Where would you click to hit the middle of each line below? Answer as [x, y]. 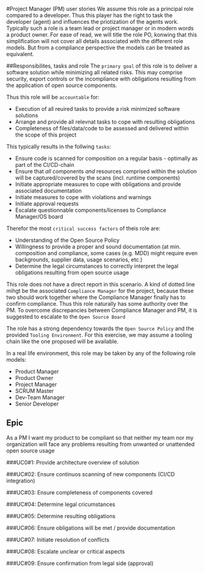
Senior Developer [37, 404]
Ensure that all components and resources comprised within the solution [106, 171]
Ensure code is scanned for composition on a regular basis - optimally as [106, 158]
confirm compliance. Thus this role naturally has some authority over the [97, 304]
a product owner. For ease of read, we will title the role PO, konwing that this [102, 35]
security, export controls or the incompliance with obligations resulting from [101, 79]
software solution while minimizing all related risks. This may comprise [94, 72]
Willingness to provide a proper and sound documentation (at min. [98, 247]
